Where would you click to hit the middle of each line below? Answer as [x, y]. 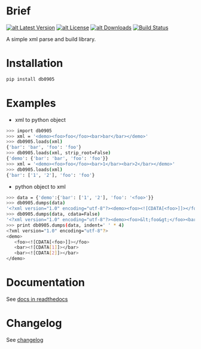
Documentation [46, 283]
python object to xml [40, 186]
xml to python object [40, 120]
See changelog [25, 339]
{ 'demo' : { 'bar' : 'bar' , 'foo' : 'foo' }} [57, 159]
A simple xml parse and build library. [51, 39]
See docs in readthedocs [37, 299]
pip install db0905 [31, 79]
